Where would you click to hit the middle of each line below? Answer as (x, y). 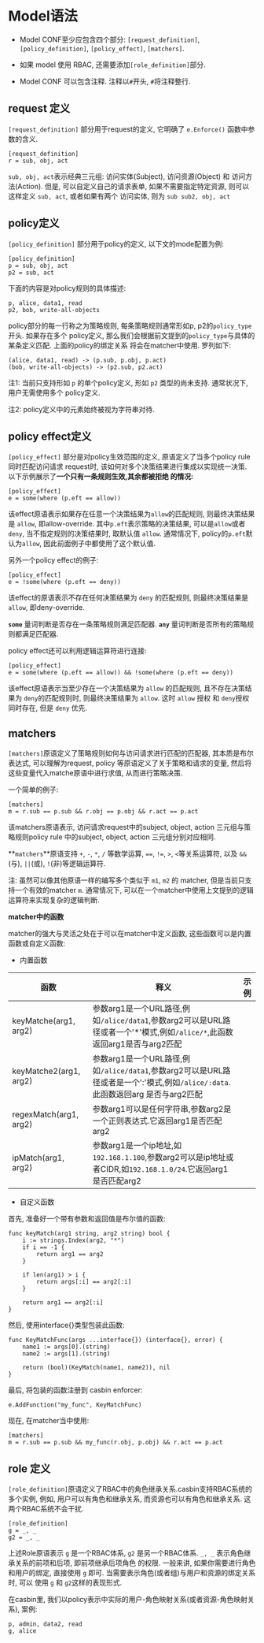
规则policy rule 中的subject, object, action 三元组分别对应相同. (115, 837)
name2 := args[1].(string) (66, 1354)
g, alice (22, 1631)
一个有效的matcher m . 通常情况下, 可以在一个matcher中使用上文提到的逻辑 (134, 890)
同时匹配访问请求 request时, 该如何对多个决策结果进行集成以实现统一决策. (128, 467)
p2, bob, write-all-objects (54, 310)
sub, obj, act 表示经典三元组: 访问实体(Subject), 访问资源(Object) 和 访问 (127, 176)
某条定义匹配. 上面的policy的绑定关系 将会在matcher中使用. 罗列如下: (120, 345)
